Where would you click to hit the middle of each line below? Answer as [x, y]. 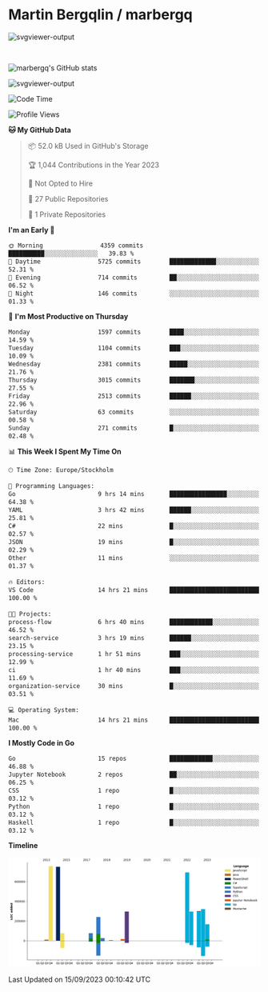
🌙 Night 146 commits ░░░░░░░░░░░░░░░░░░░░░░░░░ [134, 294]
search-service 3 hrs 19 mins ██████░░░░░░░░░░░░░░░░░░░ [134, 638]
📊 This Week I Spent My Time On [65, 451]
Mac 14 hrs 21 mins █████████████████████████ [134, 720]
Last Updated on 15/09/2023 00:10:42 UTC [79, 979]
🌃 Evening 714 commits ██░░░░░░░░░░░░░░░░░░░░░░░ [134, 278]
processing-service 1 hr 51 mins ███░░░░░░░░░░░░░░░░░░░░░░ [134, 654]
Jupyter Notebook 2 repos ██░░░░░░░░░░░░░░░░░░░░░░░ [134, 774]
